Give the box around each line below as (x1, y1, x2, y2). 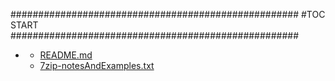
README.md (39, 49, 93, 61)
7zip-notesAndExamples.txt (39, 60, 155, 71)
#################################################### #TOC (10, 9, 326, 20)
